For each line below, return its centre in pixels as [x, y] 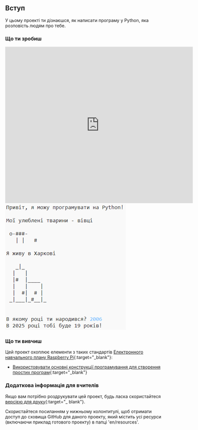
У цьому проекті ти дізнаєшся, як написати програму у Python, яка [77, 20]
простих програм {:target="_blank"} [50, 372]
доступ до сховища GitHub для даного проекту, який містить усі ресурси [83, 416]
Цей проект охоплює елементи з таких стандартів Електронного [74, 352]
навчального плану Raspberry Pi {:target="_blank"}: [59, 357]
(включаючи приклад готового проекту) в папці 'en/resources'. [72, 422]
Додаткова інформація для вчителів [52, 385]
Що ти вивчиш [23, 341]
